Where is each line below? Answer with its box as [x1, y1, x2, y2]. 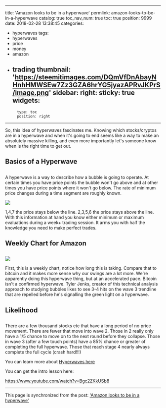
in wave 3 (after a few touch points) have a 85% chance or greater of [5, 339, 146, 345]
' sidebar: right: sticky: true [48, 89, 135, 97]
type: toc [17, 110, 37, 115]
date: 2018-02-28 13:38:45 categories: [5, 20, 84, 26]
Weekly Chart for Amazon [5, 239, 86, 247]
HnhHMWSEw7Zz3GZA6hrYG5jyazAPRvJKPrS [12, 81, 161, 89]
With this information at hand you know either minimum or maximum [5, 214, 144, 220]
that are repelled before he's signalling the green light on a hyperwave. [5, 291, 149, 297]
